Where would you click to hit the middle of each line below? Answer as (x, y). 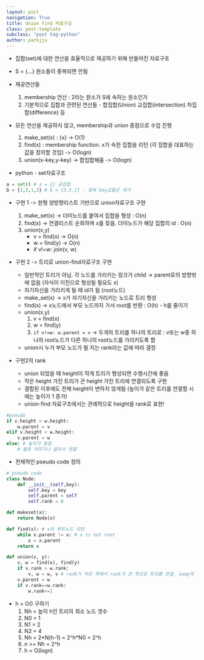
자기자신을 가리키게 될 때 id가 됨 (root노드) (75, 290)
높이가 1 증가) (52, 396)
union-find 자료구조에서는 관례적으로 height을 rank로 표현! (94, 404)
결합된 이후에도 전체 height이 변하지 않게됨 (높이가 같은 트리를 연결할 (106, 388)
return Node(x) (36, 518)
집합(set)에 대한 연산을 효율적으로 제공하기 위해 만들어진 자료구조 (92, 58)
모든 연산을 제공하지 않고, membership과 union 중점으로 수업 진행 (93, 125)
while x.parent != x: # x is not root (66, 535)
